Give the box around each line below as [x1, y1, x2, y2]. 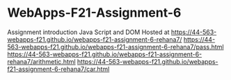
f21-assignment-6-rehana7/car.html [7, 65, 110, 73]
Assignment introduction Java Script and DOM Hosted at [7, 28, 170, 36]
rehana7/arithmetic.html [7, 57, 76, 65]
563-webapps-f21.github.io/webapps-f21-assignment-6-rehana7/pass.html [7, 42, 224, 51]
